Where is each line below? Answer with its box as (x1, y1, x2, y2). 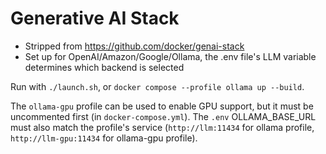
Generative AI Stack (10, 7, 180, 30)
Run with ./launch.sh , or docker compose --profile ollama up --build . (10, 80, 305, 92)
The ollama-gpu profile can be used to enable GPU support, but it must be (10, 100, 314, 112)
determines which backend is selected (24, 61, 185, 73)
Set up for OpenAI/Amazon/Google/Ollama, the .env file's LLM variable (24, 50, 317, 62)
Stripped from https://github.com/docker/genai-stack (24, 40, 245, 52)
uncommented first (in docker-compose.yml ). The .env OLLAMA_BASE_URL (10, 110, 317, 122)
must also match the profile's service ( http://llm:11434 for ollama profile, (10, 121, 315, 133)
